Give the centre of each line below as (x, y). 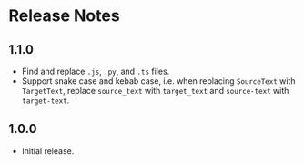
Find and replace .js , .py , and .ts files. (96, 71)
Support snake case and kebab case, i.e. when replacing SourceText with (158, 81)
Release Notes (64, 16)
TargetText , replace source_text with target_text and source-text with (155, 91)
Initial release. (48, 150)
